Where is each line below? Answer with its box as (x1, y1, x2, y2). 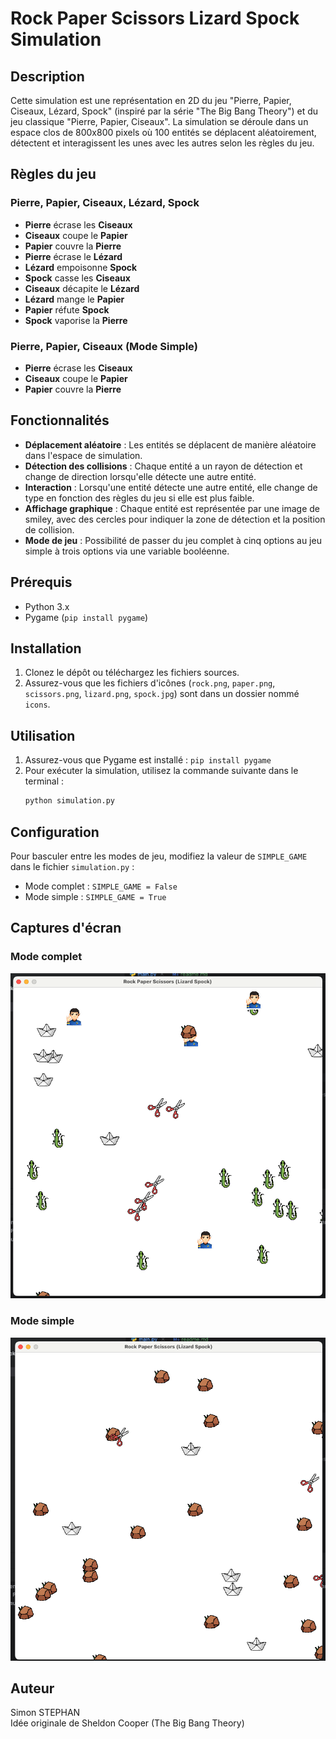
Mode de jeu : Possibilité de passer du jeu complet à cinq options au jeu (24, 534, 322, 546)
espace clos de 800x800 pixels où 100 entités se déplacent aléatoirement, (10, 127, 317, 138)
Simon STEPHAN (10, 1707, 81, 1719)
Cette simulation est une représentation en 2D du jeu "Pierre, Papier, (10, 95, 292, 106)
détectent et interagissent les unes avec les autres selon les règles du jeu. (10, 137, 315, 149)
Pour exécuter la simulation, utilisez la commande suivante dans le (24, 765, 299, 777)
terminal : (24, 775, 65, 787)
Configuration (10, 823, 100, 841)
